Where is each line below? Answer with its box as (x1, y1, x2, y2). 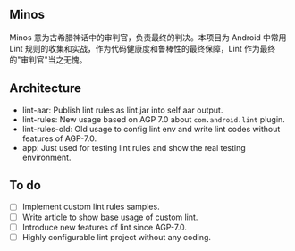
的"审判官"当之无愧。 (9, 54, 88, 65)
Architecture (9, 80, 82, 96)
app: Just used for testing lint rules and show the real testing (21, 142, 246, 153)
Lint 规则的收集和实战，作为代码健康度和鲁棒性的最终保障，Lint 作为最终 (9, 43, 276, 54)
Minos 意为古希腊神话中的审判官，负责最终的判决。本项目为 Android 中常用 (9, 31, 287, 43)
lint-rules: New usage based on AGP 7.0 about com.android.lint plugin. (21, 113, 286, 124)
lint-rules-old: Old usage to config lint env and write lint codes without (21, 123, 281, 134)
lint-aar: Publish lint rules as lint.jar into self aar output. (21, 105, 223, 115)
